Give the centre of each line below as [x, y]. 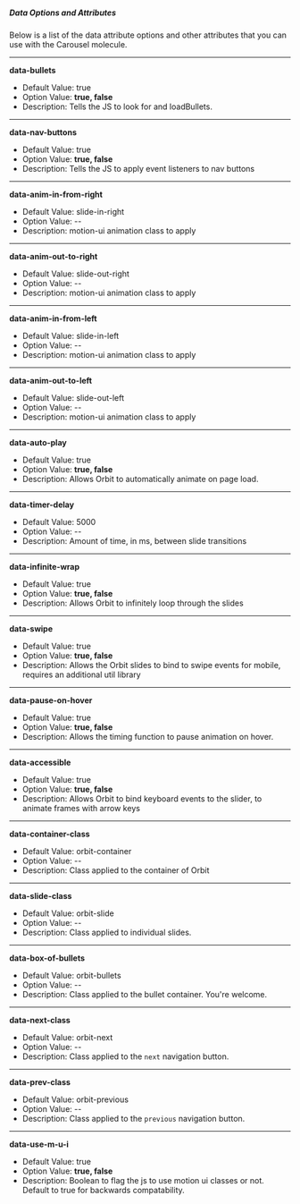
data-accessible [40, 762]
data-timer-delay [42, 504]
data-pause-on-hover [51, 700]
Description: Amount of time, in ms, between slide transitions [134, 540]
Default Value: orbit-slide [68, 913]
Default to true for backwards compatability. [103, 1190]
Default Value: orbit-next [67, 1037]
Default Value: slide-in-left [71, 335]
